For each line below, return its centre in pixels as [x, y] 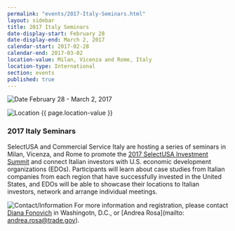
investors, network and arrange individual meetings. [82, 192]
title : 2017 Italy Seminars [48, 27]
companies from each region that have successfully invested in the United [115, 176]
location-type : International [52, 66]
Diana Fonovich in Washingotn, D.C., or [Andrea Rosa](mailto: [96, 213]
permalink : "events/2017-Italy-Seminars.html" [76, 14]
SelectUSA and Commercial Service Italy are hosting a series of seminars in [117, 146]
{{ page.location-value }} [77, 113]
